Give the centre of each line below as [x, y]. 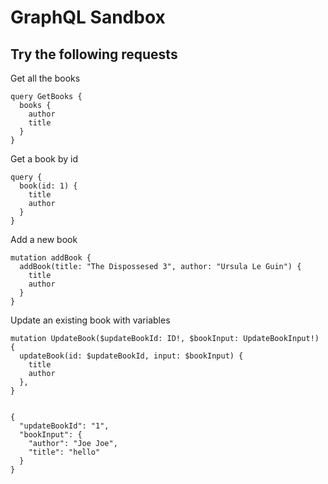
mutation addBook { [51, 258]
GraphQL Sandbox [88, 17]
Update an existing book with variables [90, 320]
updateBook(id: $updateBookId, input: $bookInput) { [131, 356]
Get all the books [45, 78]
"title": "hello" [64, 452]
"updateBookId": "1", [64, 426]
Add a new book [44, 239]
